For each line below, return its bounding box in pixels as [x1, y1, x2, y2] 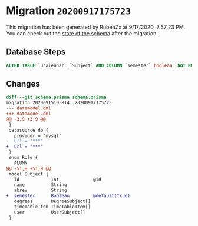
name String [14, 182, 67, 188]
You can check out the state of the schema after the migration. [6, 29, 158, 36]
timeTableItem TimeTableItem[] [14, 204, 91, 210]
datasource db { [8, 127, 49, 133]
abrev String [14, 187, 67, 194]
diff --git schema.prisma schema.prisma [6, 94, 107, 101]
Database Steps [6, 47, 66, 57]
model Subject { [8, 171, 49, 177]
